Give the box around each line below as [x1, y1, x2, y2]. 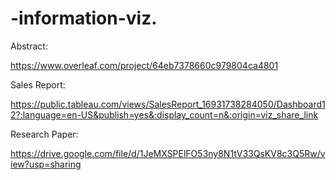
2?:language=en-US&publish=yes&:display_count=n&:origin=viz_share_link [10, 108, 319, 121]
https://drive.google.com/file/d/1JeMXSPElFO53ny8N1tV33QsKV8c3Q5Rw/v [10, 147, 326, 159]
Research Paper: [10, 128, 79, 140]
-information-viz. [10, 7, 158, 30]
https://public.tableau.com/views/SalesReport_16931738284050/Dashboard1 [10, 98, 326, 110]
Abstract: [10, 40, 48, 52]
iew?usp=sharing [10, 158, 82, 170]
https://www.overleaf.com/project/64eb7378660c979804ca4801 [10, 59, 279, 71]
